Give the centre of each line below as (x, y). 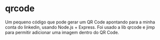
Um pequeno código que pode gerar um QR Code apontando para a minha (80, 22)
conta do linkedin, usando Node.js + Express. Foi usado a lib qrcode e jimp (80, 27)
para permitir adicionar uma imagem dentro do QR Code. (62, 32)
